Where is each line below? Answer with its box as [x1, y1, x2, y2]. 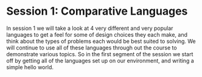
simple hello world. [6, 63, 54, 71]
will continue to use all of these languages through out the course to [6, 44, 178, 51]
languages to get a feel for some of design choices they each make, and [6, 31, 187, 38]
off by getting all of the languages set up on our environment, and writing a [6, 57, 195, 64]
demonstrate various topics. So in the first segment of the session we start [6, 50, 193, 57]
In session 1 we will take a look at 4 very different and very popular [6, 24, 173, 32]
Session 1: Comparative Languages [6, 4, 188, 18]
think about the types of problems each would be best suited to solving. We [6, 37, 196, 45]
